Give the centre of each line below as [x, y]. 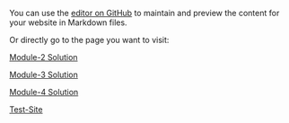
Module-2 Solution [44, 57]
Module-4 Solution [44, 92]
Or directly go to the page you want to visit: [89, 40]
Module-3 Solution [44, 75]
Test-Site [26, 110]
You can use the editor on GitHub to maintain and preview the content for [144, 13]
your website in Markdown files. [68, 22]
